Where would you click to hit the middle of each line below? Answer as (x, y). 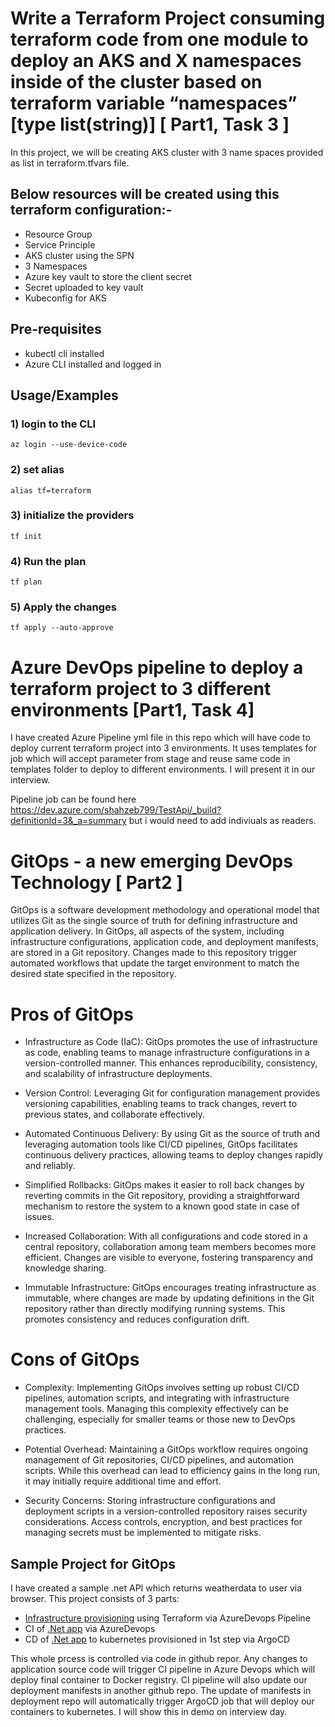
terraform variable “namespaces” (154, 103)
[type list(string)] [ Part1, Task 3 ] (150, 124)
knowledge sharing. (65, 1268)
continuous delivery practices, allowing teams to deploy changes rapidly (174, 1155)
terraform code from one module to (159, 39)
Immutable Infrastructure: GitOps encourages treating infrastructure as (170, 1288)
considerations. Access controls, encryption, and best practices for (163, 1522)
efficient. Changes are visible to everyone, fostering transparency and (169, 1258)
